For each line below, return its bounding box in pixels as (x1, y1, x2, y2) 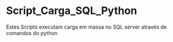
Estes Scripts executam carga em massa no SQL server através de (6, 23, 167, 30)
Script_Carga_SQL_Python (6, 4, 138, 17)
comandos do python (6, 29, 57, 36)
